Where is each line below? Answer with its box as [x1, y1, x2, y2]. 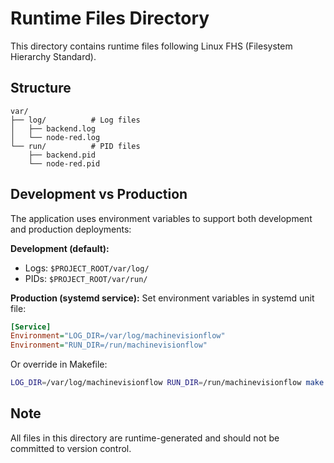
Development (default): [10, 242, 110, 254]
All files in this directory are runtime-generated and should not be [10, 432, 280, 444]
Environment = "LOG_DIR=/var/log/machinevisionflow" [10, 331, 226, 341]
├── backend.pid [28, 150, 97, 160]
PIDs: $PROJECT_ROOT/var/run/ [24, 272, 148, 284]
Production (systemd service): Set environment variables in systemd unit [10, 292, 315, 304]
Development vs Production [10, 186, 188, 203]
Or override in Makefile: [10, 358, 108, 371]
